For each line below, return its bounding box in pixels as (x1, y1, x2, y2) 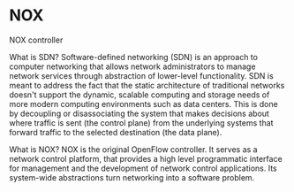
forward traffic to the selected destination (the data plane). (9, 127, 222, 137)
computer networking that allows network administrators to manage (9, 61, 256, 72)
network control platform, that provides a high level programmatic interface (9, 153, 283, 164)
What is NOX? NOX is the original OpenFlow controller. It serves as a (9, 143, 258, 155)
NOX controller (9, 35, 64, 45)
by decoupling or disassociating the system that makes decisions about (9, 108, 269, 119)
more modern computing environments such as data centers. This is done (9, 98, 278, 109)
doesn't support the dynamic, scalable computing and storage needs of (9, 89, 270, 100)
